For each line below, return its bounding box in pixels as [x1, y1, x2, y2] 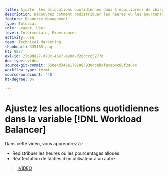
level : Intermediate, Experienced [5, 30, 77, 35]
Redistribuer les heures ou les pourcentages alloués [12, 150, 120, 156]
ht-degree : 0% [5, 77, 35, 82]
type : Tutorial [5, 21, 37, 26]
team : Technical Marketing [5, 40, 61, 45]
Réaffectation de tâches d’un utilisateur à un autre [12, 155, 115, 161]
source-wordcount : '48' [5, 72, 55, 77]
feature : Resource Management [5, 16, 68, 21]
